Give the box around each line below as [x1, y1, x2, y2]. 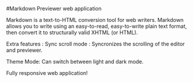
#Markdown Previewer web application [6, 5, 102, 12]
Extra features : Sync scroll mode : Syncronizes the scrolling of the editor [6, 41, 185, 47]
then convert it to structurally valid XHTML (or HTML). [6, 29, 138, 36]
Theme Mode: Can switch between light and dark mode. [6, 58, 144, 65]
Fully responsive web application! [6, 70, 88, 76]
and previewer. [6, 47, 43, 54]
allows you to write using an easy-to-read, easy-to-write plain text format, [6, 23, 187, 29]
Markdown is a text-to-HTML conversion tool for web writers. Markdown [6, 17, 184, 23]
